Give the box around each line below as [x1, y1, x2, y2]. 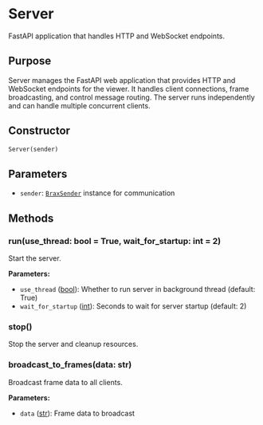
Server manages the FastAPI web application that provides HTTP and [8, 75, 236, 85]
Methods [8, 211, 54, 225]
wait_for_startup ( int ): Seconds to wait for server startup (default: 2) [19, 301, 247, 311]
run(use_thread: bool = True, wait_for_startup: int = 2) [8, 235, 222, 246]
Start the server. [8, 253, 61, 263]
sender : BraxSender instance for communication [19, 188, 175, 198]
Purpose [8, 54, 52, 68]
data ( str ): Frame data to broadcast [19, 408, 135, 418]
